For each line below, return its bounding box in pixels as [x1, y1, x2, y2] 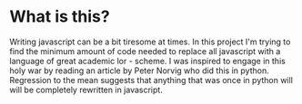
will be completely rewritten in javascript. [9, 84, 164, 95]
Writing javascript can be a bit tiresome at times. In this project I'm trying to [9, 36, 291, 47]
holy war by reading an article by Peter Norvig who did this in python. [9, 65, 270, 76]
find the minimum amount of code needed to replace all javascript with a [9, 45, 281, 56]
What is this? [9, 6, 111, 27]
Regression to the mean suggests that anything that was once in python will [9, 74, 294, 85]
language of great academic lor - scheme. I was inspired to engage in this [9, 55, 287, 66]
